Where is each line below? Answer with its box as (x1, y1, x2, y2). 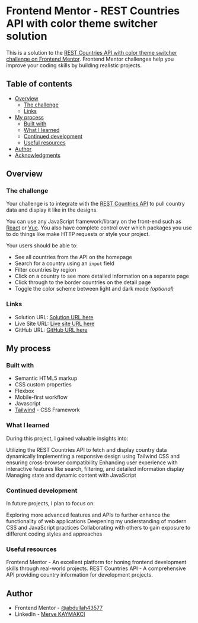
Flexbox (14, 388, 34, 395)
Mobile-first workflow (14, 394, 68, 401)
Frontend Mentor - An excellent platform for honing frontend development (6, 559, 187, 566)
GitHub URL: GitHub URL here (14, 326, 88, 333)
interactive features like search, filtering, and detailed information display (6, 465, 185, 472)
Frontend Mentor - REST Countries (6, 4, 180, 18)
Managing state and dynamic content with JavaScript (6, 471, 136, 479)
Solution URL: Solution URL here (14, 313, 94, 320)
